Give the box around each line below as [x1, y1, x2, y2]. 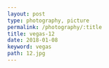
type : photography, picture [7, 17, 90, 24]
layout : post [7, 10, 46, 18]
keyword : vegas [7, 43, 52, 50]
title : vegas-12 [7, 30, 55, 38]
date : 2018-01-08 [7, 37, 58, 44]
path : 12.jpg [7, 50, 46, 57]
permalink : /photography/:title [7, 23, 102, 30]
